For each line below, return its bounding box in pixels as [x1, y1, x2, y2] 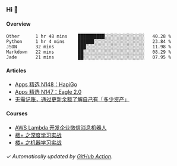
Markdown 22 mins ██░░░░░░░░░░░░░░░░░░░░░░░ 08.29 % [6, 49, 171, 56]
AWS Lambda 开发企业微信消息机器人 [14, 124, 107, 131]
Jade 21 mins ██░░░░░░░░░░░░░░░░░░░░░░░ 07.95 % [6, 54, 171, 60]
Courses [6, 110, 28, 117]
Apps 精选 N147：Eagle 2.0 [14, 88, 82, 96]
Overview [6, 20, 31, 27]
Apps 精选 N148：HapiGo [14, 81, 77, 88]
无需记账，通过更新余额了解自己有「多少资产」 [14, 96, 129, 103]
